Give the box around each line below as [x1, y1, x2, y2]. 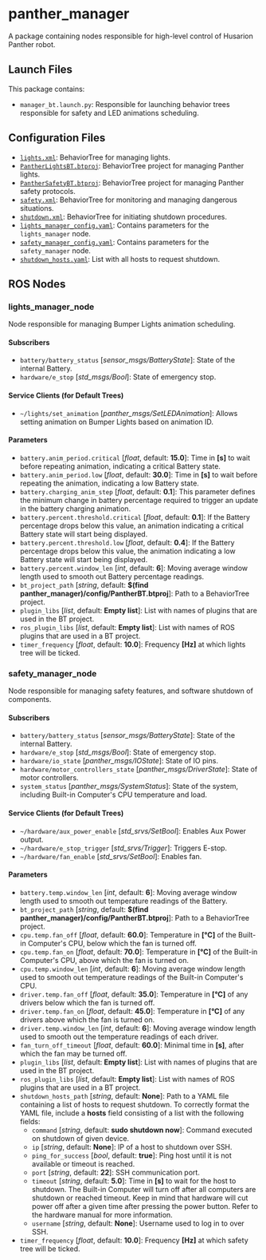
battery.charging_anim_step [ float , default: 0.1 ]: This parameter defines [19, 486, 256, 496]
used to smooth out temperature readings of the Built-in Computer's [19, 972, 244, 982]
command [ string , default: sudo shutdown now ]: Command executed [31, 1125, 252, 1135]
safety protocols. [19, 186, 76, 196]
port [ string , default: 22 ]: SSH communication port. [31, 1167, 201, 1177]
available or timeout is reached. [31, 1159, 135, 1168]
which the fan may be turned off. [19, 1048, 127, 1058]
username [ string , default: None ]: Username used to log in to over [31, 1218, 244, 1228]
